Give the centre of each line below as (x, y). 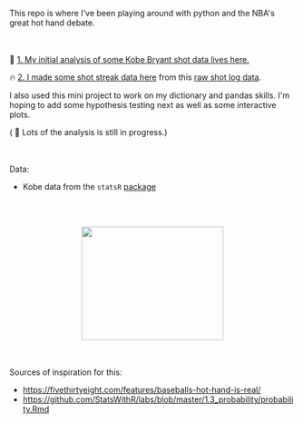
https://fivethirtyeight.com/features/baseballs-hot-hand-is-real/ (142, 390)
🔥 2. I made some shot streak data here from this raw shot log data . (136, 77)
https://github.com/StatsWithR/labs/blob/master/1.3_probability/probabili (158, 399)
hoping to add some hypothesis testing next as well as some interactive (143, 105)
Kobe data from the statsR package (89, 187)
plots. (20, 114)
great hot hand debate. (52, 23)
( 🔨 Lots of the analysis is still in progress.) (88, 132)
